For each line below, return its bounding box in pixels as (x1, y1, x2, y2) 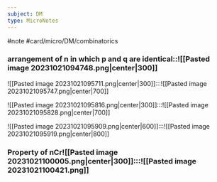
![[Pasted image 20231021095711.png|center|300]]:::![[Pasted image (7, 79, 207, 87)
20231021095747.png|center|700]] (7, 87, 109, 95)
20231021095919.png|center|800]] (7, 129, 110, 138)
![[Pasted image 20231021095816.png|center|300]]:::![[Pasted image (7, 100, 209, 109)
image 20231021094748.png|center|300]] (7, 63, 158, 73)
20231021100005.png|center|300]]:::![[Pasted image (7, 156, 197, 166)
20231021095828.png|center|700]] (7, 108, 111, 117)
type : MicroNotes (7, 17, 59, 24)
